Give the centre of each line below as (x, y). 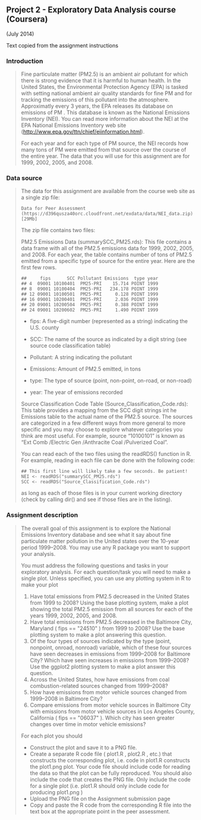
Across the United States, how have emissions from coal (100, 679)
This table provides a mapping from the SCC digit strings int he (99, 410)
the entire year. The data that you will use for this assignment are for (105, 156)
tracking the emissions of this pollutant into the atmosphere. (95, 100)
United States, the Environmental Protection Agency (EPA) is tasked (104, 87)
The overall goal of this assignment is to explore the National (96, 528)
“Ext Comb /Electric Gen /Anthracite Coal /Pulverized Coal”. (94, 442)
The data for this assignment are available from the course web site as (108, 191)
